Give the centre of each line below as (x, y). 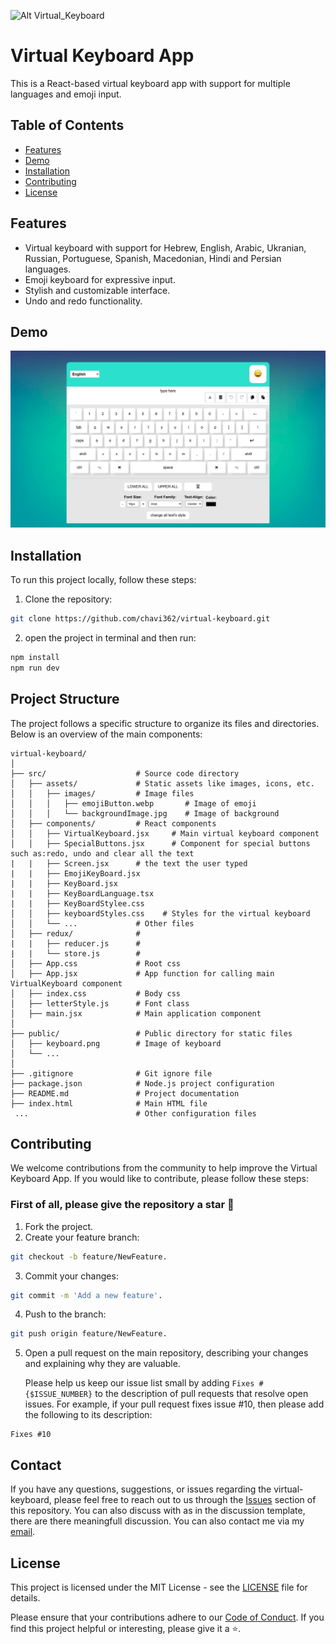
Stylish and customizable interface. (97, 290)
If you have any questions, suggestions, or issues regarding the (141, 1489)
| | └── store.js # (75, 953)
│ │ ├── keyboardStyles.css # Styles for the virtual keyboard (160, 913)
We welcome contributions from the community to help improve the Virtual (164, 1168)
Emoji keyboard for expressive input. (100, 279)
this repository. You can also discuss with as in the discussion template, (158, 1511)
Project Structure (65, 699)
